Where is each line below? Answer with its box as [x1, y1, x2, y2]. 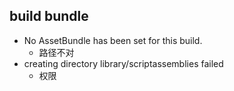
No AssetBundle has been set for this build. [23, 34, 203, 46]
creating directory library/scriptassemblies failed [23, 57, 224, 69]
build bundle [9, 8, 89, 25]
